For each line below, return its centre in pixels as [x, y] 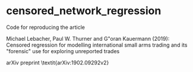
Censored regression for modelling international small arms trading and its [97, 45]
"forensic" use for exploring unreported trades [63, 51]
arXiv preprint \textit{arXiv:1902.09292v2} [58, 63]
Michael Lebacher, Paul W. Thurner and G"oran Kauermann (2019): [88, 38]
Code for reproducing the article [45, 27]
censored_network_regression [84, 11]
